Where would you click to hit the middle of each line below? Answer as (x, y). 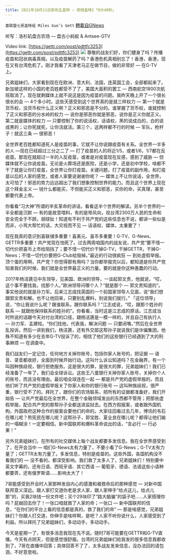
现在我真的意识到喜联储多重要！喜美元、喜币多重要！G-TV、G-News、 (80, 236)
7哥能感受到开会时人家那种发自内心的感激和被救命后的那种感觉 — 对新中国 (83, 483)
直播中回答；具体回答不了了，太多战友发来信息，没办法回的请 (94, 545)
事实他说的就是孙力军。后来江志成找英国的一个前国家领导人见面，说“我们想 (84, 291)
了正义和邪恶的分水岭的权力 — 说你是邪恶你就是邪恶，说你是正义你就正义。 (84, 114)
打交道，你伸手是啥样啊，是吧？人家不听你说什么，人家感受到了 (99, 516)
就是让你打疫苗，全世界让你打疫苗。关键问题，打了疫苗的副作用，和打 (88, 169)
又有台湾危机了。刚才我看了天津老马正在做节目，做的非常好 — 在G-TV (83, 65)
